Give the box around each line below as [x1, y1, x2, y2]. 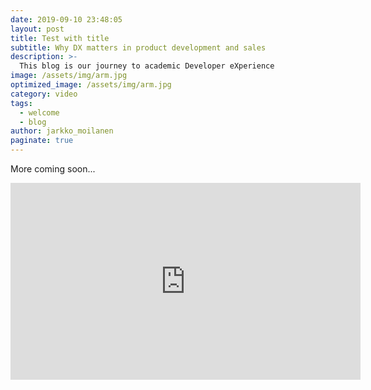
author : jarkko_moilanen [10, 126, 114, 136]
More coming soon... [10, 163, 96, 175]
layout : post [10, 24, 65, 34]
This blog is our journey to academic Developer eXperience [19, 61, 275, 71]
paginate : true [10, 136, 74, 146]
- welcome [19, 107, 60, 118]
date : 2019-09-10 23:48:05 [10, 14, 123, 25]
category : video [10, 89, 78, 99]
